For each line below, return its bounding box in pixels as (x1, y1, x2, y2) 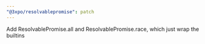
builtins (6, 31, 25, 39)
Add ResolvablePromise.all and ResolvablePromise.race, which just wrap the (6, 25, 199, 33)
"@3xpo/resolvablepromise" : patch (6, 8, 95, 15)
